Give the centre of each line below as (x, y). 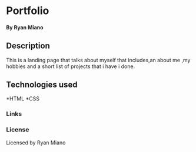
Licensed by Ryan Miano (36, 143)
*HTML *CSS (23, 99)
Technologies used (42, 84)
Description (28, 46)
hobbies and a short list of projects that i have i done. (71, 66)
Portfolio (28, 11)
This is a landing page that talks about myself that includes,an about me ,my (98, 60)
